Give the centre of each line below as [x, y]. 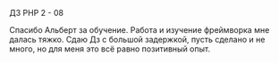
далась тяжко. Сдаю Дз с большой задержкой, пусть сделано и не [137, 39]
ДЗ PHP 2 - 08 [37, 13]
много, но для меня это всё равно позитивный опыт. [110, 49]
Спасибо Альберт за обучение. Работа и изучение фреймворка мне [139, 30]
